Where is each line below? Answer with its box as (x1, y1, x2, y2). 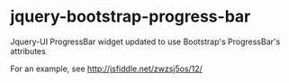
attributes (10, 45, 46, 56)
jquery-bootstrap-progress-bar (10, 6, 251, 27)
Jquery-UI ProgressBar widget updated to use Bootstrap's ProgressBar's (10, 36, 281, 47)
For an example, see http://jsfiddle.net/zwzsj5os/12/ (10, 63, 203, 74)
